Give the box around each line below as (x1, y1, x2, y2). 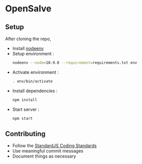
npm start (12, 116, 33, 121)
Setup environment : (12, 51, 54, 56)
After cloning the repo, (5, 36, 51, 42)
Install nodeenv (12, 46, 44, 51)
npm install (12, 97, 37, 102)
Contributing (5, 129, 46, 138)
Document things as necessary (12, 153, 76, 159)
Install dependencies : (12, 88, 58, 94)
